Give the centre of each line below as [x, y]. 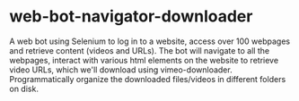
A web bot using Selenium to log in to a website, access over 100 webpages [149, 41]
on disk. [24, 88]
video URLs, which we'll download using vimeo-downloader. [121, 70]
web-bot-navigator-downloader [131, 17]
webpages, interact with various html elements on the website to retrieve [144, 60]
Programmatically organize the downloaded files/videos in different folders [148, 79]
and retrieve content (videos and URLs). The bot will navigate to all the [140, 50]
